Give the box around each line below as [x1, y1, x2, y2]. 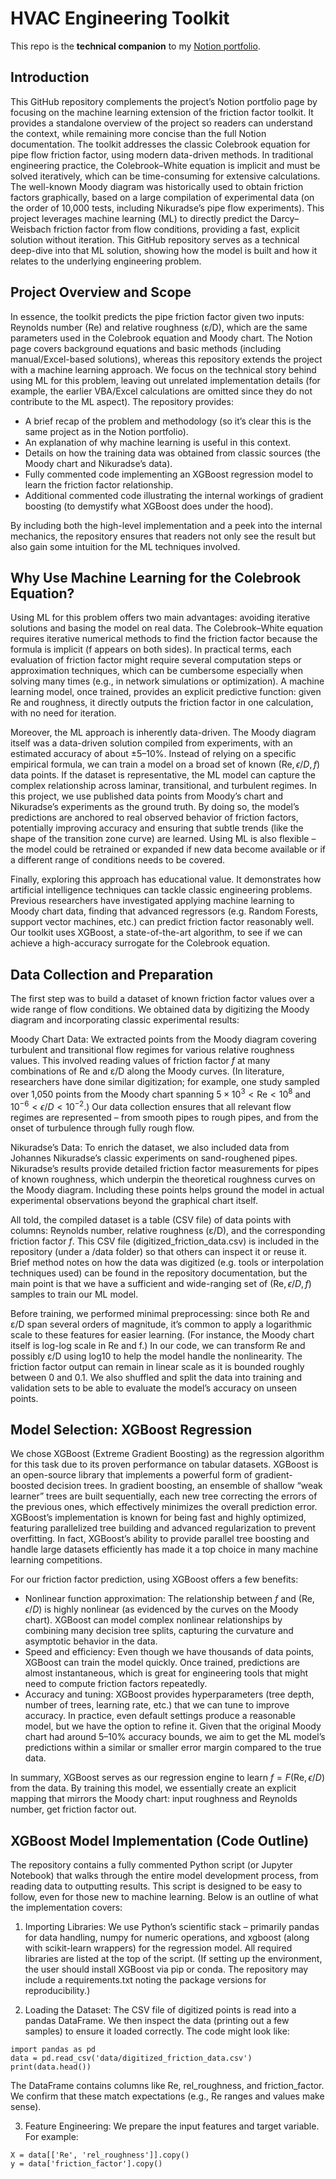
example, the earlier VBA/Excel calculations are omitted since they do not [10, 385, 313, 397]
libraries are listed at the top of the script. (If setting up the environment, [24, 1953, 323, 1965]
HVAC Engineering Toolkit [10, 7, 230, 30]
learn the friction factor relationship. [24, 478, 174, 491]
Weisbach [10, 223, 52, 235]
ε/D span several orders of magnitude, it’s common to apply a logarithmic [10, 1318, 313, 1330]
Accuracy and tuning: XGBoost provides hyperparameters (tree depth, [24, 1688, 315, 1701]
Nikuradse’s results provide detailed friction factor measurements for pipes [10, 1162, 319, 1174]
